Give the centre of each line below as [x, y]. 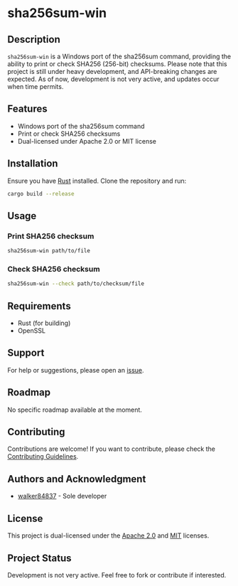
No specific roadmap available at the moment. [75, 410]
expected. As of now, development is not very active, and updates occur [113, 79]
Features [27, 109]
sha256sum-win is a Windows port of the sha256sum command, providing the [119, 56]
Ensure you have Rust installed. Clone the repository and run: [97, 181]
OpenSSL [32, 331]
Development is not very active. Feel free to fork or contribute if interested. [117, 575]
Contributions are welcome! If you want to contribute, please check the [111, 449]
